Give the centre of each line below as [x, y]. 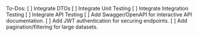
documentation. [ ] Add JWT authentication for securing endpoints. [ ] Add [97, 21]
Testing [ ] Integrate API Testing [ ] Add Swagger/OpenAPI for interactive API [99, 15]
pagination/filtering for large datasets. [52, 27]
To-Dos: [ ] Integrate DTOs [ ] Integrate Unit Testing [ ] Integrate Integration [97, 8]
